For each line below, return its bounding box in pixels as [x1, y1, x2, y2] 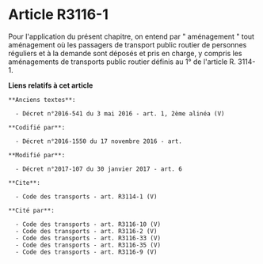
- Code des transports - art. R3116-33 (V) [15, 234, 161, 242]
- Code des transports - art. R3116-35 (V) [15, 241, 161, 249]
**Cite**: [8, 179, 41, 187]
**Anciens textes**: [8, 96, 77, 104]
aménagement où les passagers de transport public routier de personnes [8, 40, 247, 49]
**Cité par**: [8, 206, 55, 214]
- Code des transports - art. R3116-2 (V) [15, 227, 158, 235]
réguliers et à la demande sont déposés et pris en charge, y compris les [8, 48, 242, 58]
